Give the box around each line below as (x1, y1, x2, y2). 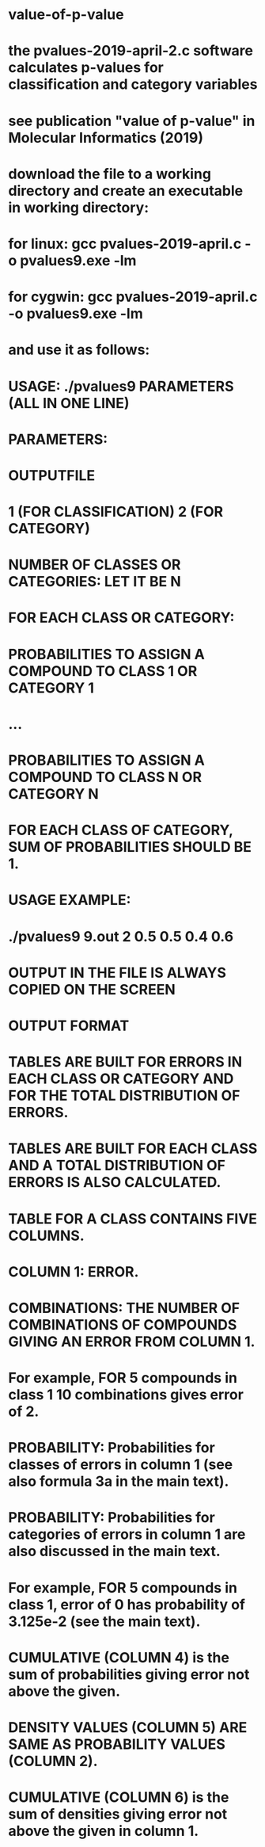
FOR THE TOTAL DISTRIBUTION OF (8, 1087, 240, 1105)
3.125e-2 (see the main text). (8, 1612, 201, 1630)
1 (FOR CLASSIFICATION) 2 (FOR (8, 503, 224, 521)
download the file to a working (8, 165, 212, 183)
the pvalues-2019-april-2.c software (8, 42, 254, 60)
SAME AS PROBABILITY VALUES (8, 1735, 225, 1753)
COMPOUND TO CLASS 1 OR (8, 662, 198, 680)
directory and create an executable (8, 181, 244, 200)
